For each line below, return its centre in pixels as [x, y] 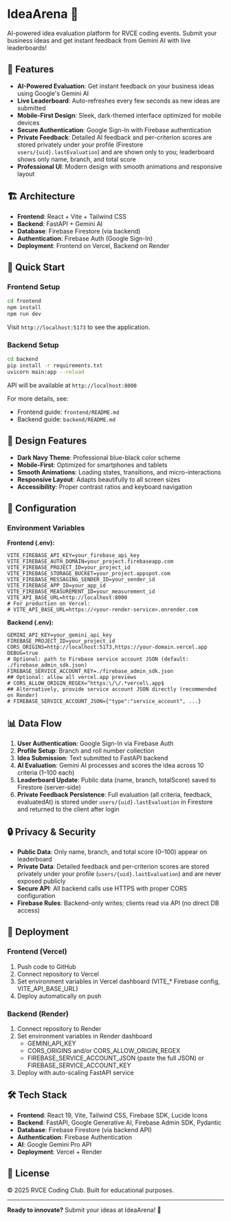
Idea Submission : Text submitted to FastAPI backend [92, 758]
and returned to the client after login [68, 809]
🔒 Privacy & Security [52, 832]
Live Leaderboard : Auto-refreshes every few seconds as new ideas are [119, 101]
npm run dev [24, 314]
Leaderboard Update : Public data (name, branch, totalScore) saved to [117, 780]
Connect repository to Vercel [58, 974]
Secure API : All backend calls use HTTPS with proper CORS [102, 888]
